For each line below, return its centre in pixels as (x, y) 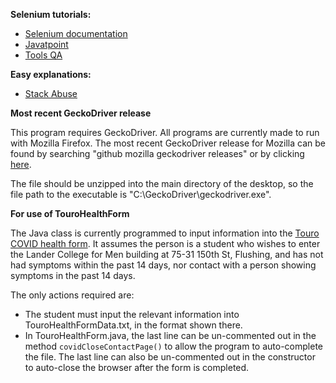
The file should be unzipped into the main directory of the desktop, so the (162, 183)
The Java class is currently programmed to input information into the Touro (165, 233)
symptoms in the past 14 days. (73, 275)
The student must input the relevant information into (132, 314)
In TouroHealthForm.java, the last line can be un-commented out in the (170, 335)
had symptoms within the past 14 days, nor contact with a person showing (163, 265)
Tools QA (43, 55)
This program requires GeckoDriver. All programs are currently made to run (165, 132)
